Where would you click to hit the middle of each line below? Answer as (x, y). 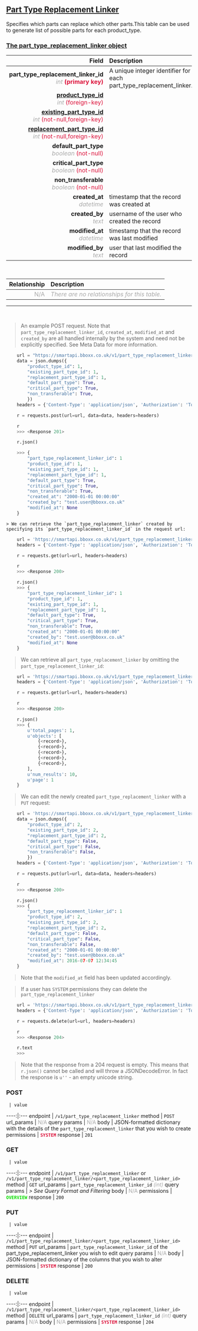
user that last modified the (145, 248)
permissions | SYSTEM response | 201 (49, 1134)
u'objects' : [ (44, 736)
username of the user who (146, 214)
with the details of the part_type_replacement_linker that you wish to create (99, 1128)
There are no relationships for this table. (106, 295)
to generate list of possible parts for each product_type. (74, 30)
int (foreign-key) (80, 103)
